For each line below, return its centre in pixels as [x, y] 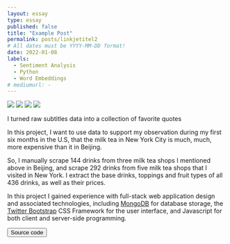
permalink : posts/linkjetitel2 [52, 40]
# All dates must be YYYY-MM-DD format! [67, 46]
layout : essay [28, 14]
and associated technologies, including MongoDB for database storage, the [115, 204]
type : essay [24, 20]
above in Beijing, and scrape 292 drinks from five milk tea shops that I [107, 168]
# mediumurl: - [29, 85]
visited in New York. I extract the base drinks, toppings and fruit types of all [115, 175]
